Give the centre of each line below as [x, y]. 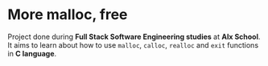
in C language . [32, 53]
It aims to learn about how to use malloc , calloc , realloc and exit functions [133, 45]
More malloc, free [68, 15]
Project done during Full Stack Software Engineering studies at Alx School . [134, 37]
